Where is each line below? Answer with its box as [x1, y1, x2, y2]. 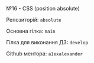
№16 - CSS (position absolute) [6, 5, 80, 12]
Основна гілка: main [6, 27, 56, 34]
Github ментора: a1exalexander [6, 50, 83, 57]
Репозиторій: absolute [6, 16, 62, 23]
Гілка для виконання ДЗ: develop [6, 39, 89, 45]
